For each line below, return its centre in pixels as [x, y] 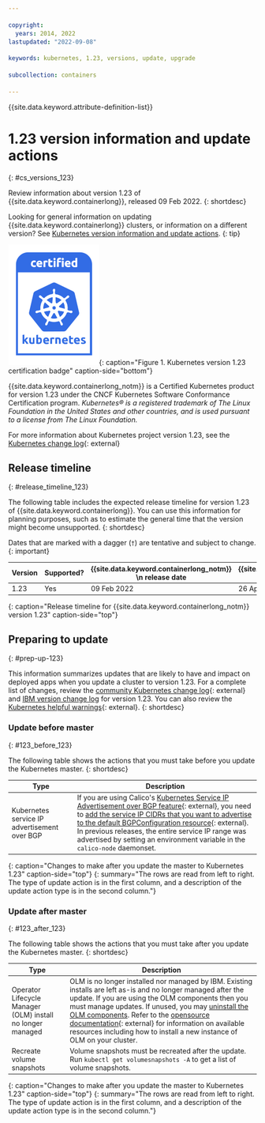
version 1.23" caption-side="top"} [63, 614]
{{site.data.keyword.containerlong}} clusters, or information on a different [128, 224]
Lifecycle [26, 998]
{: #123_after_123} [37, 929]
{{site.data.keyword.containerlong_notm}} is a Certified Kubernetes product [131, 386]
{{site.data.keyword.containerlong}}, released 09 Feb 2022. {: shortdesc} [127, 201]
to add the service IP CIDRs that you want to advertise [164, 815]
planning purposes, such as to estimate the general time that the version [126, 519]
